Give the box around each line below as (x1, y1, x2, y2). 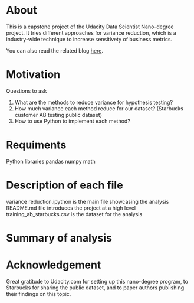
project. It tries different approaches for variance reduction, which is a (6, 29, 176, 36)
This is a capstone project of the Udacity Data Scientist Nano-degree (6, 23, 174, 30)
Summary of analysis (6, 231, 113, 245)
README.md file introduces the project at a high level (6, 204, 136, 211)
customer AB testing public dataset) (14, 111, 102, 118)
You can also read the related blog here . (6, 47, 104, 54)
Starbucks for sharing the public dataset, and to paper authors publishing (6, 284, 185, 291)
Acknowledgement (6, 258, 101, 272)
